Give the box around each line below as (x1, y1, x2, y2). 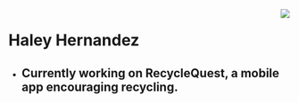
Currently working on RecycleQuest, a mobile (21, 66, 280, 81)
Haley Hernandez (8, 30, 140, 51)
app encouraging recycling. (21, 79, 179, 94)
